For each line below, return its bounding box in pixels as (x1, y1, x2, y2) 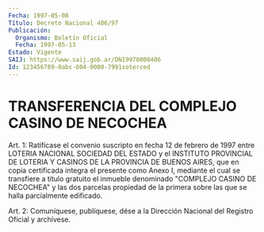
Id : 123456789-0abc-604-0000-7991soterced (8, 63, 151, 71)
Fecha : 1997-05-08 (8, 11, 69, 20)
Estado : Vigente (8, 48, 62, 56)
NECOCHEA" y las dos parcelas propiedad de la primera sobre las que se (8, 182, 247, 192)
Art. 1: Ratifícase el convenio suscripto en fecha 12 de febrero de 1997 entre (8, 140, 255, 150)
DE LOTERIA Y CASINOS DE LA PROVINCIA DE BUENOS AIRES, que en (8, 157, 239, 166)
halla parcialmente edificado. (8, 191, 103, 200)
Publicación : (8, 26, 52, 34)
